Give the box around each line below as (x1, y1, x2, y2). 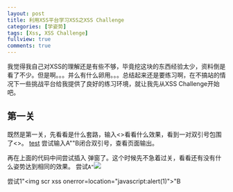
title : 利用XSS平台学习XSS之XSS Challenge (7, 17, 125, 24)
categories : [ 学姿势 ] (7, 23, 67, 30)
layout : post (7, 10, 45, 17)
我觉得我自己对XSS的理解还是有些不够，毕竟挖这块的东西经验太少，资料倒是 (7, 62, 226, 70)
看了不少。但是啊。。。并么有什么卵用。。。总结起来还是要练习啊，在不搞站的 (7, 71, 220, 79)
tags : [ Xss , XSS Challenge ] (7, 29, 89, 37)
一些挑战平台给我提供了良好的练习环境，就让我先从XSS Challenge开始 (19, 80, 220, 87)
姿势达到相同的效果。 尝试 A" (12, 162, 95, 171)
